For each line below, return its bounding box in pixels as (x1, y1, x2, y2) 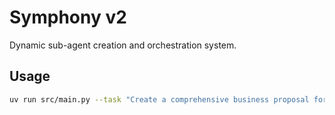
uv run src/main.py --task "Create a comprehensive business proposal (9, 94, 310, 105)
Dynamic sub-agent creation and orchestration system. (9, 39, 237, 51)
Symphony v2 (9, 6, 127, 29)
